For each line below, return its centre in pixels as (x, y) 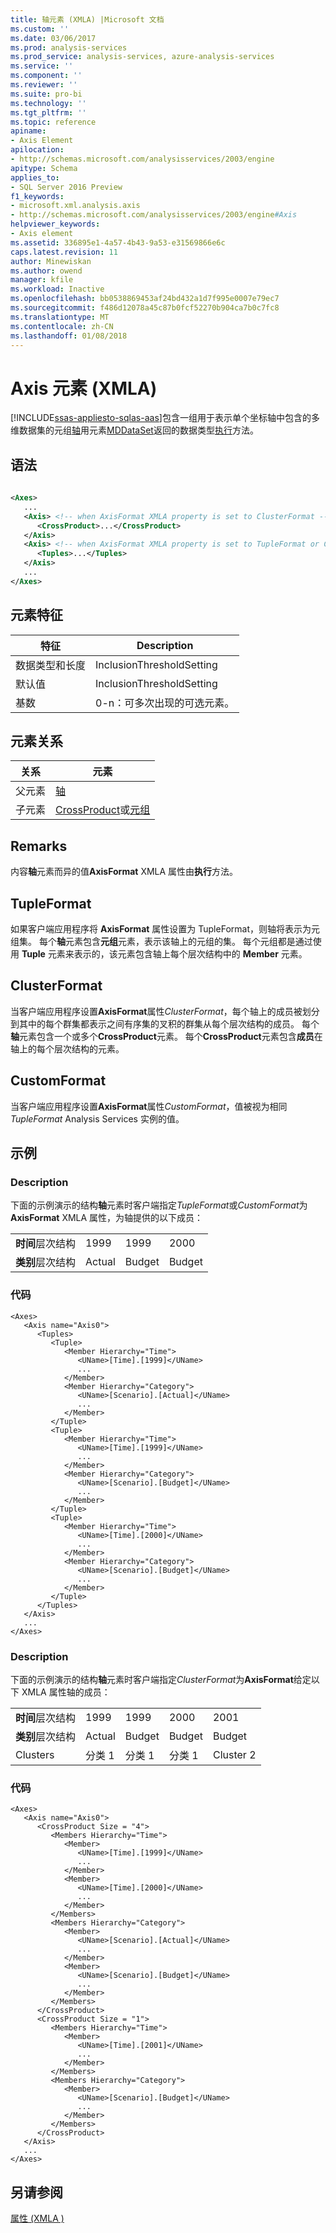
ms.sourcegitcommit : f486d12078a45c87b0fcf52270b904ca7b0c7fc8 (145, 308)
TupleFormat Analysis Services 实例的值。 (97, 1118)
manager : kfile (42, 280)
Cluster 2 (234, 1754)
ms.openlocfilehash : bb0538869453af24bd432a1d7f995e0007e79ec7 (145, 299)
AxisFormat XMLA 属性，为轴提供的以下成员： (107, 1218)
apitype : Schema (44, 168)
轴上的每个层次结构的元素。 (67, 1048)
